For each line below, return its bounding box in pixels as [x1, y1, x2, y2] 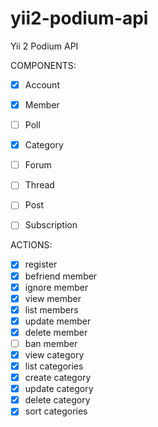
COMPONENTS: [10, 59, 77, 71]
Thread [24, 179, 55, 191]
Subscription [24, 219, 78, 231]
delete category [24, 394, 91, 406]
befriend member [24, 270, 98, 282]
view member [24, 292, 82, 304]
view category [24, 348, 85, 361]
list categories [24, 360, 84, 372]
